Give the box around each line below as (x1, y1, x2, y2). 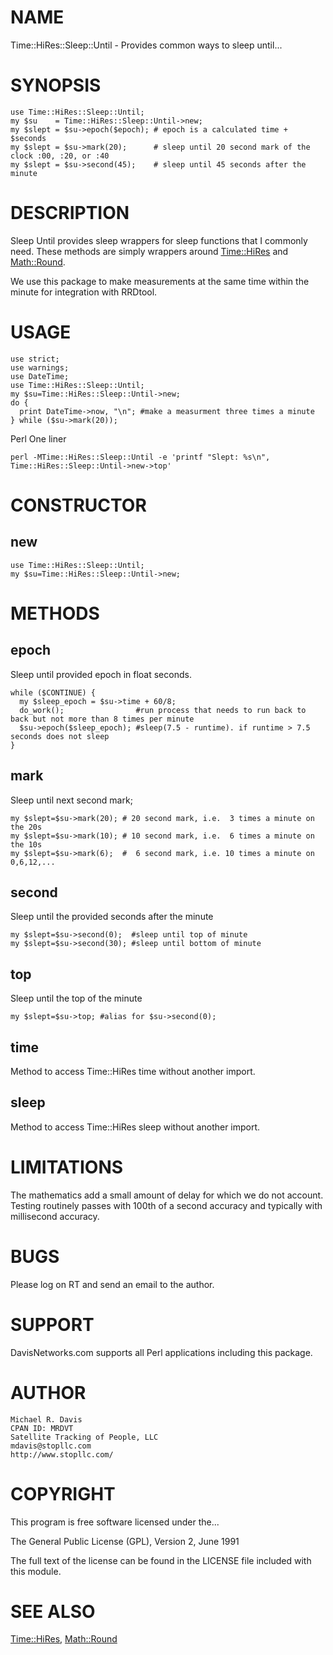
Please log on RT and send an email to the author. (10, 1278, 215, 1290)
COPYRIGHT (10, 1482, 116, 1505)
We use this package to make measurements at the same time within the (10, 275, 310, 287)
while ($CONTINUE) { (10, 687, 97, 698)
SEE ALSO (10, 1600, 96, 1623)
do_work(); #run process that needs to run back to (19, 705, 307, 715)
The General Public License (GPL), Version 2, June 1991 (10, 1535, 240, 1547)
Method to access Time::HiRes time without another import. (10, 1066, 256, 1077)
